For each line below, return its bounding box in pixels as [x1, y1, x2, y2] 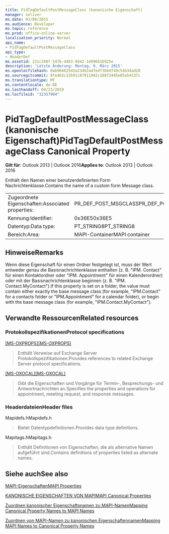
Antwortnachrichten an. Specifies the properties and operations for [17, 385, 156, 391]
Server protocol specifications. [17, 361, 82, 367]
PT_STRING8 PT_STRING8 [74, 223, 135, 230]
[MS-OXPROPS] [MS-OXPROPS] [5, 340, 71, 346]
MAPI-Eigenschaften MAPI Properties [5, 483, 82, 489]
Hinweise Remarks [5, 248, 64, 257]
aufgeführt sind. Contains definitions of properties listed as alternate [17, 449, 158, 456]
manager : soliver [5, 12, 42, 17]
